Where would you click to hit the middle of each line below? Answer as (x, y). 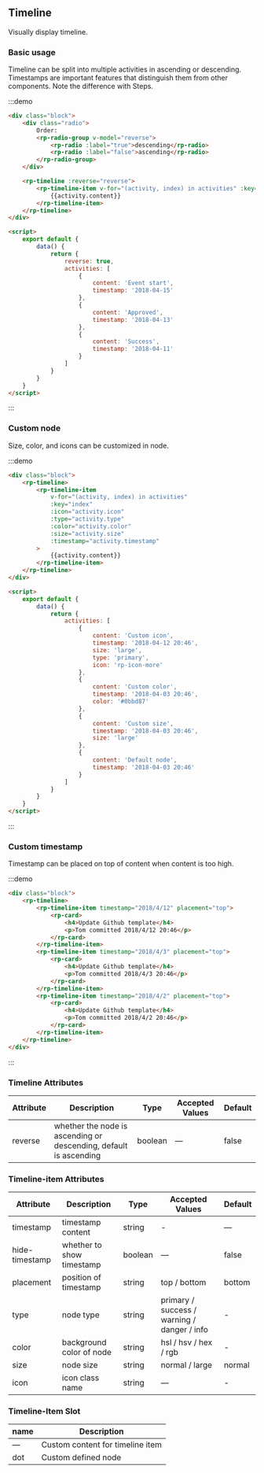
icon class (81, 1378)
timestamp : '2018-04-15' (133, 290)
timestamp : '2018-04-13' (133, 319)
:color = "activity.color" (91, 526)
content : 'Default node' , (135, 760)
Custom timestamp (46, 847)
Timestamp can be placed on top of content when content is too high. (121, 864)
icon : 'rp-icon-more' (128, 665)
